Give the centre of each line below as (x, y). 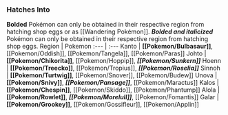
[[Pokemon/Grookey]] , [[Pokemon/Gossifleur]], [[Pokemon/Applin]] (103, 105)
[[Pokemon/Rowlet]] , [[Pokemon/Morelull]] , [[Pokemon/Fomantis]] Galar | (113, 97)
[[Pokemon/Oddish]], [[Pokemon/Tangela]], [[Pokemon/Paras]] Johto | (106, 53)
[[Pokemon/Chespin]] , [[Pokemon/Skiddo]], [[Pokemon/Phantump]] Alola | (113, 90)
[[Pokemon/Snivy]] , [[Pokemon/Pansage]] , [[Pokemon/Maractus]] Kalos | (113, 83)
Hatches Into (28, 10)
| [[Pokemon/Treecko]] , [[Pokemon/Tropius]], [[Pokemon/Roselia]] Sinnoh (114, 68)
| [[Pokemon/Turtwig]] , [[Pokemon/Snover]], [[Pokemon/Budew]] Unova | (112, 75)
